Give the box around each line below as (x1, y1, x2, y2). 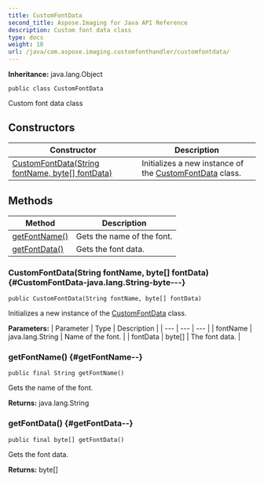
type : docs (8, 33, 44, 42)
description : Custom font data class (8, 26, 132, 34)
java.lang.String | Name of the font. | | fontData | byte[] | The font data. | (8, 331, 241, 341)
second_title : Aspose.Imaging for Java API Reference (8, 19, 189, 27)
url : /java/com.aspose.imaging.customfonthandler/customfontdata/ (8, 48, 230, 56)
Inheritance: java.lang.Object (8, 70, 104, 79)
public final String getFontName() (8, 370, 125, 378)
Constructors (8, 121, 75, 134)
